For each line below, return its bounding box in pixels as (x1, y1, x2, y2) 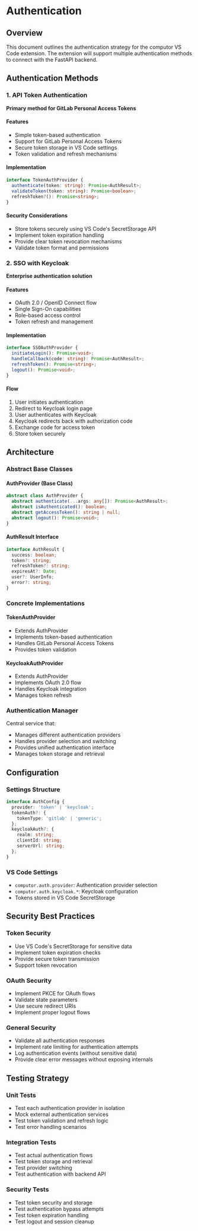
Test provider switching (14, 1165, 72, 1172)
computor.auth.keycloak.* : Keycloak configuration (14, 888, 138, 895)
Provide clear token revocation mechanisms (14, 237, 122, 245)
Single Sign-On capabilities (14, 306, 81, 313)
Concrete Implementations (6, 599, 85, 607)
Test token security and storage (14, 1199, 93, 1206)
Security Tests (6, 1185, 49, 1194)
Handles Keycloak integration (14, 686, 87, 693)
